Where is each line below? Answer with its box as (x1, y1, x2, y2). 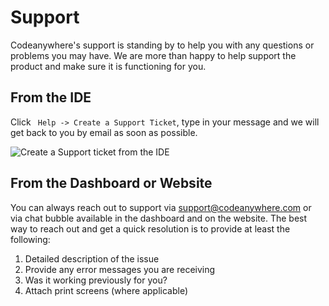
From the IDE (10, 89, 92, 106)
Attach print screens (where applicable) (24, 284, 188, 296)
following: (10, 233, 51, 245)
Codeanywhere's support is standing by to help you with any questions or (10, 39, 315, 51)
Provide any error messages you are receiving (24, 263, 216, 275)
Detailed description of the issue (24, 252, 160, 265)
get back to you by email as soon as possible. (10, 126, 198, 138)
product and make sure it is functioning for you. (10, 60, 207, 72)
